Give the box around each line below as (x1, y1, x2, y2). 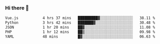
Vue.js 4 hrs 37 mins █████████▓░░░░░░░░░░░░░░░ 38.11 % (5, 16, 155, 21)
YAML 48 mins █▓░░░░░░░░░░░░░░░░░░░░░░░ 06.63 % (5, 34, 155, 39)
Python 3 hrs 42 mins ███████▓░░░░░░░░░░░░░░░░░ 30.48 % (5, 20, 155, 25)
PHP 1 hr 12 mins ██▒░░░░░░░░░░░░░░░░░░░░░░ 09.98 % (5, 29, 155, 34)
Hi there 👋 (5, 4, 30, 11)
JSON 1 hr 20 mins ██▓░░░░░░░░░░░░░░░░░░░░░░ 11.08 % (5, 25, 155, 30)
